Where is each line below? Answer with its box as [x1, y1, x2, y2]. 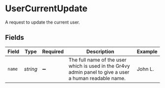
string [24, 65, 38, 72]
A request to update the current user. [5, 19, 80, 25]
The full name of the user [68, 56, 127, 63]
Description [86, 48, 114, 55]
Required [42, 48, 64, 55]
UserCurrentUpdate [5, 3, 87, 14]
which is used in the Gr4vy [68, 62, 130, 69]
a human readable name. [68, 75, 126, 82]
